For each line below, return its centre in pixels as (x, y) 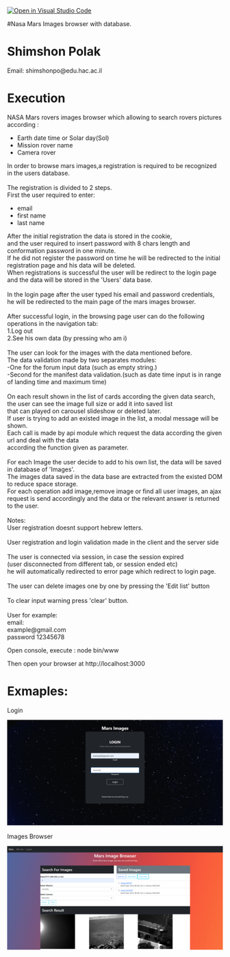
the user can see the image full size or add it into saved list (90, 403)
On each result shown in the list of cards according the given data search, (111, 396)
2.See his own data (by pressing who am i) (67, 338)
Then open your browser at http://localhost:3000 (76, 663)
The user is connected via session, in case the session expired (95, 556)
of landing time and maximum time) (57, 381)
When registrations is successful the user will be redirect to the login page (112, 272)
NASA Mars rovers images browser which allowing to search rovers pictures (115, 117)
